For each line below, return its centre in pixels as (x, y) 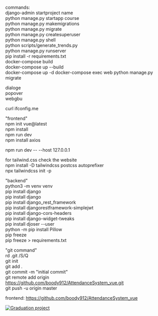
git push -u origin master (31, 288)
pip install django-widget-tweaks (40, 218)
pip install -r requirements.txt (36, 56)
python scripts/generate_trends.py (42, 45)
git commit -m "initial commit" (37, 272)
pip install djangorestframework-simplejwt (49, 208)
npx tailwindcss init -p (29, 171)
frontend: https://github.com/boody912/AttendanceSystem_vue (72, 298)
